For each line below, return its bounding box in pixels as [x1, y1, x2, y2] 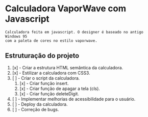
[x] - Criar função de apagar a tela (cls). [19, 86, 100, 91]
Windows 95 [5, 34, 27, 39]
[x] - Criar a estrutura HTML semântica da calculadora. [12, 64, 123, 70]
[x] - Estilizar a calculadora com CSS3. [12, 70, 91, 76]
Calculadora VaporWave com [5, 3, 126, 14]
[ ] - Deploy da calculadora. [12, 101, 68, 107]
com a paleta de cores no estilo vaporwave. [5, 38, 98, 43]
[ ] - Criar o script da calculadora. [12, 75, 80, 81]
